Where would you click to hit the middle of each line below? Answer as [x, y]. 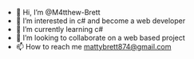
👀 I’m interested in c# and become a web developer [101, 21]
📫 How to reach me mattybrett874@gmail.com [93, 47]
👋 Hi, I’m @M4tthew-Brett [58, 12]
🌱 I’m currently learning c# [59, 29]
